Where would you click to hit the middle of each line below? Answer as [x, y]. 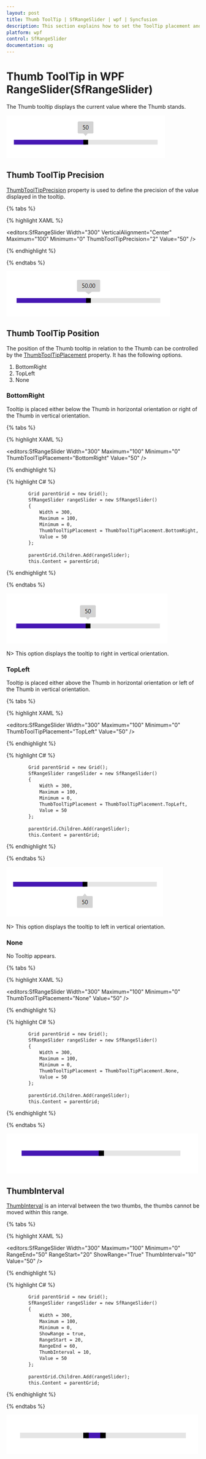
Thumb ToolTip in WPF [65, 77]
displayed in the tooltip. [36, 196]
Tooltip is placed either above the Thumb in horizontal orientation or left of [100, 683]
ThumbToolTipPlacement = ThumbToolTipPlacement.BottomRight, [119, 531]
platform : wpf [25, 33]
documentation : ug [30, 45]
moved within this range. [37, 1212]
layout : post [23, 13]
